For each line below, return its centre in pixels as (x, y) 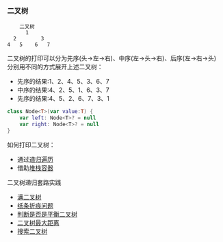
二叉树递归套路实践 (34, 182)
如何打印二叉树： (31, 145)
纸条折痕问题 (35, 205)
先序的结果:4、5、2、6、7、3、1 (63, 99)
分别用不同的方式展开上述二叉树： (55, 67)
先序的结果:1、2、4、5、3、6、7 (63, 82)
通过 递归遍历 (35, 159)
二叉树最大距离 (38, 222)
